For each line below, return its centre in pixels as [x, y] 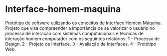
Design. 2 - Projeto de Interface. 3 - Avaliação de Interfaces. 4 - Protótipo [81, 44]
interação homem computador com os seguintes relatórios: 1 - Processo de [83, 39]
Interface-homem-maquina [63, 9]
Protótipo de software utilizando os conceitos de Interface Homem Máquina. [83, 23]
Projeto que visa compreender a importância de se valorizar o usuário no [80, 28]
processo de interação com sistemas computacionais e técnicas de [74, 33]
